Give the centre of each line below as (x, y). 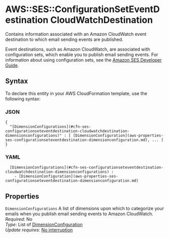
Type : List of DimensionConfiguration (44, 225)
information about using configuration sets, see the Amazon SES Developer (84, 60)
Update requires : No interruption (39, 230)
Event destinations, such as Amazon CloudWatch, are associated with (78, 49)
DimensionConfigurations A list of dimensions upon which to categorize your (84, 209)
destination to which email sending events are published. (64, 39)
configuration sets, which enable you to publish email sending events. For (82, 55)
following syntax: (23, 99)
